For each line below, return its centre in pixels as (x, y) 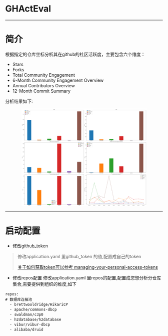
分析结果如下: (19, 101)
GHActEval (28, 9)
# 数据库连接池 (19, 299)
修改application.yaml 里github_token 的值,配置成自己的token (79, 256)
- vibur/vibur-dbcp (30, 324)
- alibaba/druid (26, 329)
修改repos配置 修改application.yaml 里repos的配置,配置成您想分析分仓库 (87, 278)
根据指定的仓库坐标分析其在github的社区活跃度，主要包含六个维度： (75, 54)
